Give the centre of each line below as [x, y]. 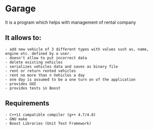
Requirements [27, 104]
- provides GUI [21, 84]
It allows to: [23, 38]
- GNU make [16, 119]
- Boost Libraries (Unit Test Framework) [48, 123]
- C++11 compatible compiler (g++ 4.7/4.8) [51, 115]
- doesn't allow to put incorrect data [46, 58]
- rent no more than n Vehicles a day [45, 75]
